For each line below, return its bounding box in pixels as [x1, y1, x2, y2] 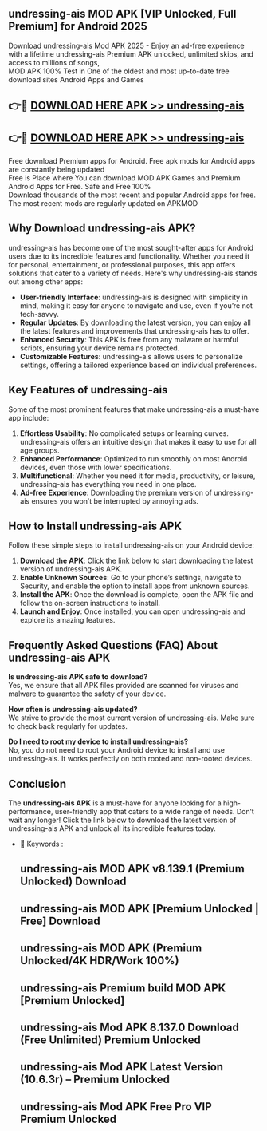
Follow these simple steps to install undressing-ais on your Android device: [8, 540, 255, 550]
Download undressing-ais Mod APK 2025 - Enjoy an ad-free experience [8, 41, 245, 50]
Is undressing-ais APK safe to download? [8, 672, 148, 682]
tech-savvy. [19, 309, 60, 318]
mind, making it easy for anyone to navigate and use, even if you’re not [19, 300, 253, 310]
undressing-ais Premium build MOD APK [19, 981, 226, 995]
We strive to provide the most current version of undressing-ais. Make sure [8, 713, 255, 722]
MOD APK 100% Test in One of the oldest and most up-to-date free [8, 66, 230, 76]
